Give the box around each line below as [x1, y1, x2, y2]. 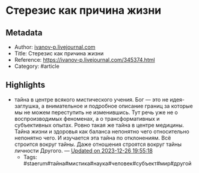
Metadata [5, 28, 43, 38]
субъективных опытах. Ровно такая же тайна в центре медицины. [14, 121, 185, 129]
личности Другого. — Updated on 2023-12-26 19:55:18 [14, 147, 153, 154]
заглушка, [14, 102, 40, 109]
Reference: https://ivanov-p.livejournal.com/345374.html [14, 56, 155, 63]
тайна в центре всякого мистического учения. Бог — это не [14, 96, 169, 103]
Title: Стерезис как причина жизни [14, 50, 104, 57]
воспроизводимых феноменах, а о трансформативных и [14, 115, 160, 122]
